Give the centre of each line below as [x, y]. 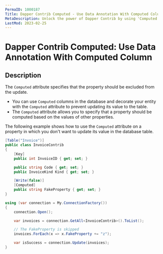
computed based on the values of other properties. [63, 117]
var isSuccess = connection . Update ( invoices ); [62, 243]
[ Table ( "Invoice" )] [25, 141]
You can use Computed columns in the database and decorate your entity [84, 102]
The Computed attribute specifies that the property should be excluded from [80, 87]
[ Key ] [19, 154]
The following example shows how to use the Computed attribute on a [73, 126]
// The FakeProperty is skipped [46, 229]
